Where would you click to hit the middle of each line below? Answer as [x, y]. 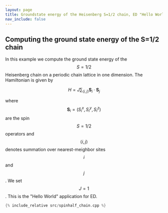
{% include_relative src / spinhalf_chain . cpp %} [56, 205]
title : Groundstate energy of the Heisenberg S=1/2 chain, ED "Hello [79, 14]
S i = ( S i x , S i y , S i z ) [84, 109]
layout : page [19, 10]
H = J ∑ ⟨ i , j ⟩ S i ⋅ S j [84, 90]
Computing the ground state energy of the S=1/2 [82, 39]
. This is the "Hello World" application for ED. [51, 196]
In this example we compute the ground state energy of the [66, 59]
